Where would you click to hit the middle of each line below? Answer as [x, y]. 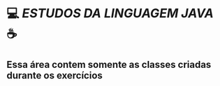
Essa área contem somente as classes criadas [109, 64]
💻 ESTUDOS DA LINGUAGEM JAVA [110, 14]
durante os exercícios [54, 75]
